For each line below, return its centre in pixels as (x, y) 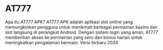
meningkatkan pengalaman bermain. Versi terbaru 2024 (62, 42)
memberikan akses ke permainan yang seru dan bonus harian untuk (74, 37)
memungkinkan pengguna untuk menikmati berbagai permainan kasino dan (81, 27)
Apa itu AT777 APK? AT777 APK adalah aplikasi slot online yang (69, 22)
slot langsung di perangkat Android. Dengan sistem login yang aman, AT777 (82, 32)
